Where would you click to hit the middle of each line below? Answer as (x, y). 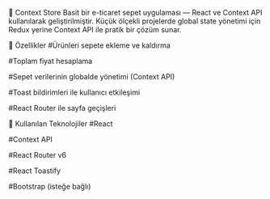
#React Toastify (35, 171)
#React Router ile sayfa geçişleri (62, 108)
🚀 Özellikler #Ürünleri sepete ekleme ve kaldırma (90, 45)
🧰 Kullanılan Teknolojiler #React (61, 124)
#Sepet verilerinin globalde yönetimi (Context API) (92, 76)
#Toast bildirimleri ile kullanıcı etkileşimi (74, 92)
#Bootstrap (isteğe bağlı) (50, 186)
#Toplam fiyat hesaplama (51, 61)
